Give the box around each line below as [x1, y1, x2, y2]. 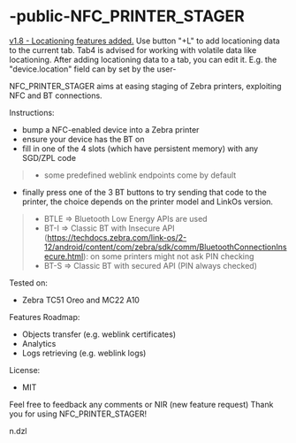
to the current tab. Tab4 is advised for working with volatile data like [9, 44, 257, 55]
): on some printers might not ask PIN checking [82, 250, 254, 262]
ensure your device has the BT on [21, 134, 145, 144]
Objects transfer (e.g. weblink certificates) [21, 329, 177, 340]
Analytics [21, 338, 57, 348]
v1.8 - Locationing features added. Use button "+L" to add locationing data [9, 35, 280, 46]
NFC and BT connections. [9, 90, 103, 101]
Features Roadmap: [9, 311, 80, 322]
